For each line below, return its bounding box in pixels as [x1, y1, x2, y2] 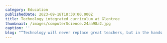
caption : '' [5, 26, 30, 31]
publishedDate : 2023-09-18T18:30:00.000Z [5, 12, 93, 17]
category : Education [5, 7, 49, 12]
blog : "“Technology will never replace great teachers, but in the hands [5, 30, 163, 35]
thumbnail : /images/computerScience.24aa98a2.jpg [5, 21, 111, 26]
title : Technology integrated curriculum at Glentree [5, 16, 120, 21]
